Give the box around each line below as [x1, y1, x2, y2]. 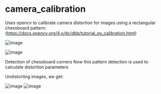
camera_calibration [5, 3, 86, 15]
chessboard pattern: [5, 25, 47, 31]
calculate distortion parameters [5, 64, 69, 70]
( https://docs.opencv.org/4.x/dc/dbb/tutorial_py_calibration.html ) [5, 30, 137, 36]
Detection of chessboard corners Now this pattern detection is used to [5, 59, 149, 64]
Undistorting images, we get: [5, 73, 64, 79]
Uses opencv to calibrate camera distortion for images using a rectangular [5, 20, 156, 26]
